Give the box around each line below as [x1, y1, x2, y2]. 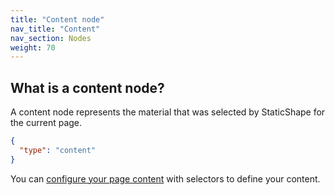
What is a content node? [10, 79, 165, 96]
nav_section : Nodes [10, 33, 92, 43]
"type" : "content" [19, 145, 97, 155]
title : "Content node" [10, 14, 105, 25]
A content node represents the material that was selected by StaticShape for [10, 106, 326, 118]
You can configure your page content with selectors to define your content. [10, 172, 321, 185]
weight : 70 [10, 42, 56, 53]
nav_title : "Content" [10, 24, 101, 34]
